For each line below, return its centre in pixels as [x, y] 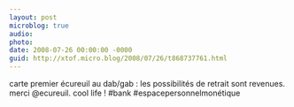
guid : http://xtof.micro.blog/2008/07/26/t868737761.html [118, 58]
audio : [21, 34]
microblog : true [39, 26]
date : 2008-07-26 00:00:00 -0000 [71, 50]
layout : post [33, 17]
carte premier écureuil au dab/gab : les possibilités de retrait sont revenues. [147, 84]
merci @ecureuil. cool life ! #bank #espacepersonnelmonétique [125, 93]
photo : [21, 42]
